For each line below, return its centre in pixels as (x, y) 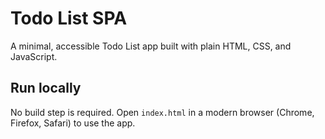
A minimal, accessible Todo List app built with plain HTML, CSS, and (151, 46)
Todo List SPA (69, 18)
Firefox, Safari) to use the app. (73, 123)
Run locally (46, 88)
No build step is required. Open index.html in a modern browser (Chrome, (162, 112)
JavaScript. (34, 56)
